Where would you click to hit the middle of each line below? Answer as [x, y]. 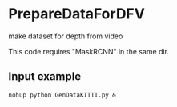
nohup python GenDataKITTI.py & [62, 95]
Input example [45, 77]
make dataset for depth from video [66, 36]
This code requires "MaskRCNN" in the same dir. [89, 51]
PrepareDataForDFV [77, 14]
